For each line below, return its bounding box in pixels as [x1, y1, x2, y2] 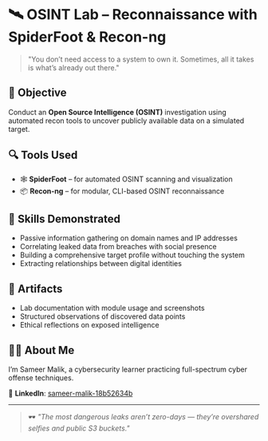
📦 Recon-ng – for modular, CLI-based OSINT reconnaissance [19, 186, 225, 196]
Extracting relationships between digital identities [19, 259, 182, 268]
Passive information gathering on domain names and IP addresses [19, 233, 238, 243]
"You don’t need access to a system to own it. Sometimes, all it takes [27, 54, 254, 64]
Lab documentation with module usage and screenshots [19, 304, 205, 313]
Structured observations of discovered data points [19, 312, 186, 321]
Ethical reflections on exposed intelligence [19, 320, 160, 330]
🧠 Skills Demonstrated [8, 212, 121, 225]
